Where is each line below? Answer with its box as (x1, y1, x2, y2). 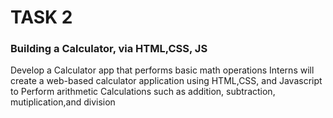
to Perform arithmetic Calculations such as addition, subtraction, (10, 86, 276, 98)
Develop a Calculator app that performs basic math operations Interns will (10, 64, 315, 76)
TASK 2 (10, 6, 73, 29)
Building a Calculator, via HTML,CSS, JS (10, 42, 208, 56)
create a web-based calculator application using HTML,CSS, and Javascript (10, 75, 323, 87)
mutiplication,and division (10, 96, 116, 108)
